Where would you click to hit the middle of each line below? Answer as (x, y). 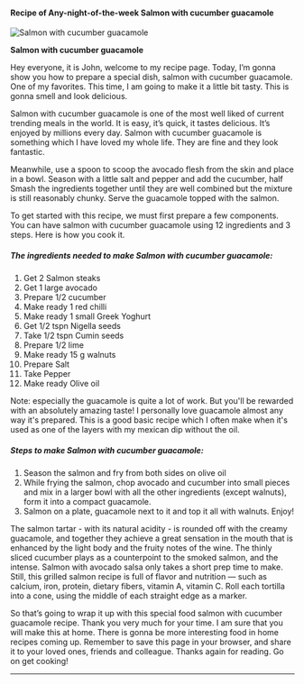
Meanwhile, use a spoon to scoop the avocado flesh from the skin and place (152, 169)
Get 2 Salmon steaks (62, 278)
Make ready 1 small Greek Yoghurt (87, 316)
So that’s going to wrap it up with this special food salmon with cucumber (147, 614)
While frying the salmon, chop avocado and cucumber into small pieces (157, 483)
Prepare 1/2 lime (54, 345)
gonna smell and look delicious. (69, 96)
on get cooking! (39, 661)
